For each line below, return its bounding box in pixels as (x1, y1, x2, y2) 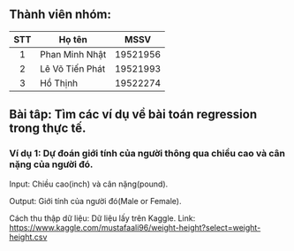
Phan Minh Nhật (39, 48, 107, 60)
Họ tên (58, 33, 88, 45)
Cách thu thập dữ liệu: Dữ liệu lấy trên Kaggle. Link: (9, 212, 196, 224)
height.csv (9, 232, 48, 242)
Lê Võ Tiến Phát (39, 62, 106, 74)
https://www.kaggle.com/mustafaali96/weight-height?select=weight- (9, 222, 261, 232)
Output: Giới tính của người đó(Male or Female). (9, 195, 182, 206)
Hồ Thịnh (39, 77, 79, 89)
